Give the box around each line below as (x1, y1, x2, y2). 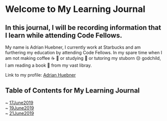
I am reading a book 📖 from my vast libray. (5, 62, 92, 68)
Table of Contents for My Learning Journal (5, 86, 140, 95)
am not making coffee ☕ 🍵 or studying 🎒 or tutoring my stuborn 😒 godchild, (5, 55, 161, 61)
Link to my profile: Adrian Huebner (5, 72, 76, 78)
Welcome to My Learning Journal (5, 3, 146, 15)
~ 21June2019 (5, 110, 34, 116)
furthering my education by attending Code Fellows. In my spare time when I (5, 50, 163, 55)
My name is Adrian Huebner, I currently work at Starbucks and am (5, 44, 141, 50)
